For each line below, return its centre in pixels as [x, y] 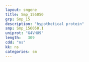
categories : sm [21, 51]
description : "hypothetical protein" [45, 24]
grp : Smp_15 [18, 19]
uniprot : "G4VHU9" [24, 33]
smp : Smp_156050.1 [24, 28]
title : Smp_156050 [24, 14]
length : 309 [20, 38]
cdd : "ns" [16, 42]
